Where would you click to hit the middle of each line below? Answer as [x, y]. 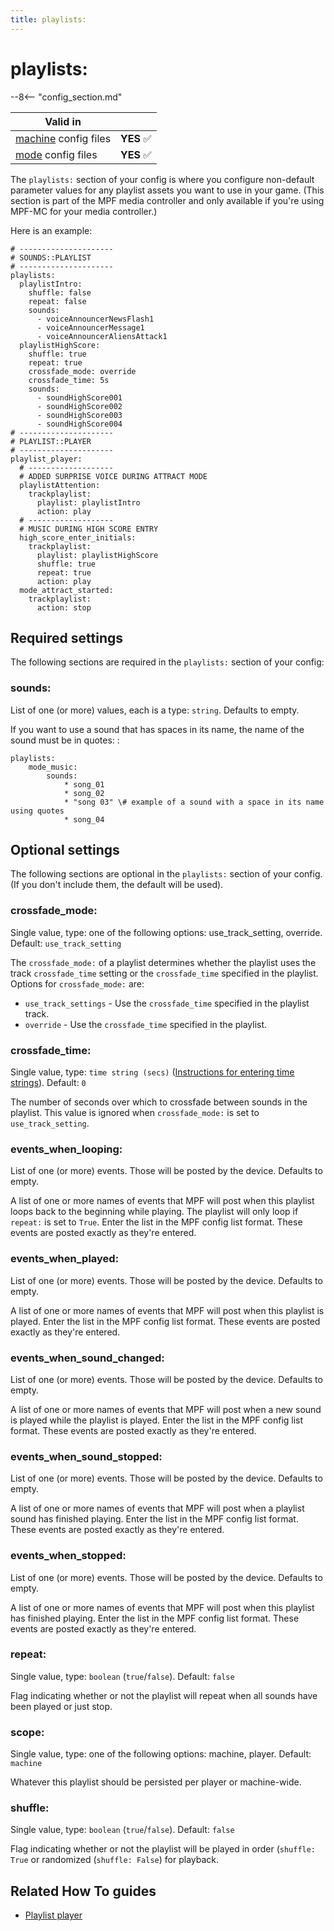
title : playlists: [48, 19]
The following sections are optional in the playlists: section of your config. [166, 874]
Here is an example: [51, 230]
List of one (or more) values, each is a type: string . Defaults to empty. [155, 710]
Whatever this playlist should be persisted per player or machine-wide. [156, 1782]
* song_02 [84, 793]
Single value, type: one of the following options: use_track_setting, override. [166, 932]
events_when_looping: [66, 1149]
